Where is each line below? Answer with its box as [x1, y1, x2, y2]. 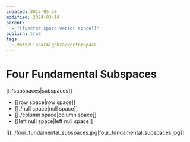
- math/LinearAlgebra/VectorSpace [11, 42, 97, 48]
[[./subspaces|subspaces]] [6, 87, 72, 94]
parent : [6, 20, 26, 26]
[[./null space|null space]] [14, 105, 78, 112]
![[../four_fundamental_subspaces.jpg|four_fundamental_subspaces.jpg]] [6, 129, 185, 136]
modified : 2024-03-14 [6, 14, 60, 20]
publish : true [6, 31, 42, 37]
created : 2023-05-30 [6, 8, 58, 15]
